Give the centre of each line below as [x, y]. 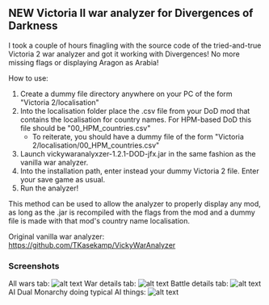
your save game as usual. [63, 179]
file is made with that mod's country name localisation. [99, 220]
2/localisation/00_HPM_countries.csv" [96, 145]
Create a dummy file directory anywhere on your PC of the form [126, 94]
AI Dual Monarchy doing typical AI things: [78, 292]
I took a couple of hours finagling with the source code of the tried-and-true [135, 45]
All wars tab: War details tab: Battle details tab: [118, 284]
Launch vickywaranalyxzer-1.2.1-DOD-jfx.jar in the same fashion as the [138, 153]
